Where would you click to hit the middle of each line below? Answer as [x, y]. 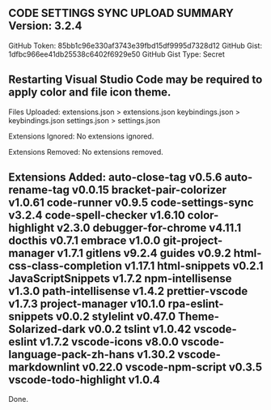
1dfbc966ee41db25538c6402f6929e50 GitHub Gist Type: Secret [116, 54]
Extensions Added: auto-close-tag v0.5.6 [115, 177]
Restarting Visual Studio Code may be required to [135, 80]
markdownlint [44, 367]
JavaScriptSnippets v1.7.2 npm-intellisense [120, 279]
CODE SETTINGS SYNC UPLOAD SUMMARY [121, 13]
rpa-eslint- [196, 304]
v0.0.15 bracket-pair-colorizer [149, 190]
